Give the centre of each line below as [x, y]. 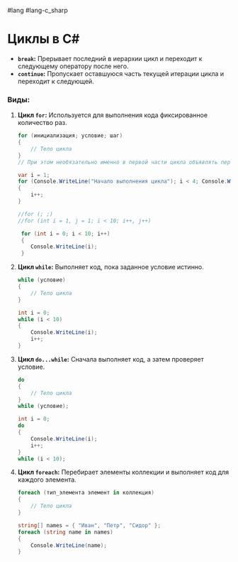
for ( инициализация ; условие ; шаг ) [70, 136]
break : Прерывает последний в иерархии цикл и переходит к [110, 58]
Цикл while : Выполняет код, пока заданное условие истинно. [110, 267]
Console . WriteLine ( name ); [69, 545]
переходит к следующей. [56, 81]
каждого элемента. [47, 480]
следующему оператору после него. [73, 66]
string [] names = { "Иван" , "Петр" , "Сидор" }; [89, 525]
